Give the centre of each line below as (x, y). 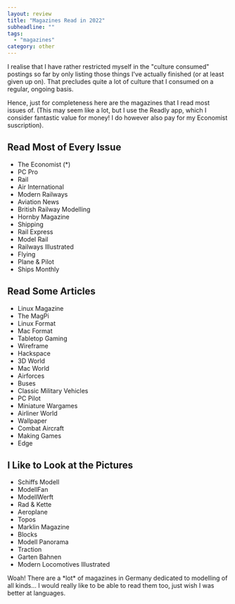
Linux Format (37, 323)
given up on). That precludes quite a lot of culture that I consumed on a (110, 81)
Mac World (33, 368)
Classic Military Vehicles (53, 390)
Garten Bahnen (39, 557)
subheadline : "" (31, 27)
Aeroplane (32, 512)
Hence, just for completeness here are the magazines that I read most (108, 103)
